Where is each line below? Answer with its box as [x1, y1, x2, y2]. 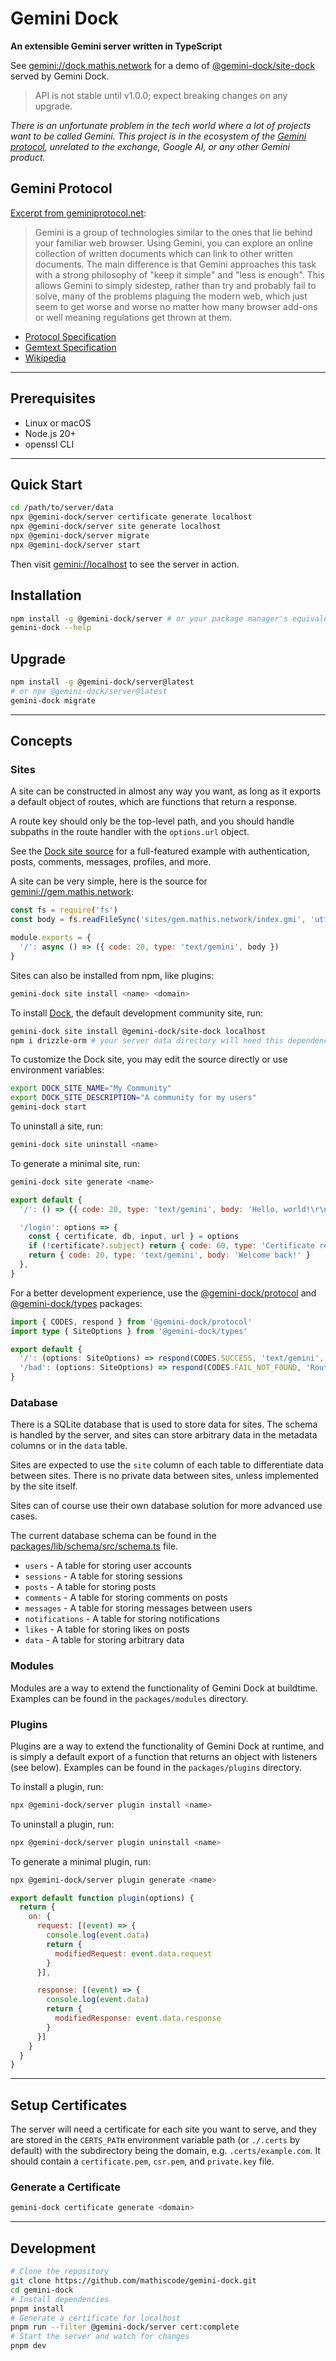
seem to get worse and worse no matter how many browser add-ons [34, 300, 318, 312]
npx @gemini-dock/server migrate [10, 531, 150, 541]
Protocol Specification [24, 330, 117, 342]
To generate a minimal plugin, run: [10, 1855, 152, 1867]
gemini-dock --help [10, 623, 92, 633]
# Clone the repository [10, 2267, 110, 2277]
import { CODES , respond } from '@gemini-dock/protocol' [10, 1317, 253, 1327]
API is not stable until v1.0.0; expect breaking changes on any [34, 89, 288, 101]
